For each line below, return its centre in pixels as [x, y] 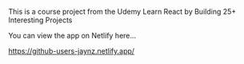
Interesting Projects [40, 20]
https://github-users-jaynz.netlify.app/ [71, 51]
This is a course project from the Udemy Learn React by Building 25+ [122, 12]
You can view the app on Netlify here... [72, 36]
